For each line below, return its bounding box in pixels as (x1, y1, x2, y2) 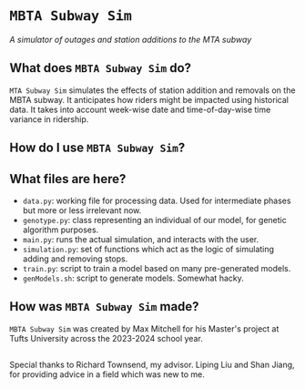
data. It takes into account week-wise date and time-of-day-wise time (9, 104, 271, 115)
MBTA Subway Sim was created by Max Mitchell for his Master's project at (9, 322, 280, 334)
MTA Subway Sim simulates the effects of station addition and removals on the (9, 85, 296, 96)
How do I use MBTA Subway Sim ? (9, 140, 186, 156)
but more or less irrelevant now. (22, 204, 142, 216)
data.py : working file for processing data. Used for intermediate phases (22, 195, 291, 206)
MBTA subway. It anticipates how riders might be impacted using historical (9, 94, 290, 105)
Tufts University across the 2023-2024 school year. (9, 333, 203, 343)
